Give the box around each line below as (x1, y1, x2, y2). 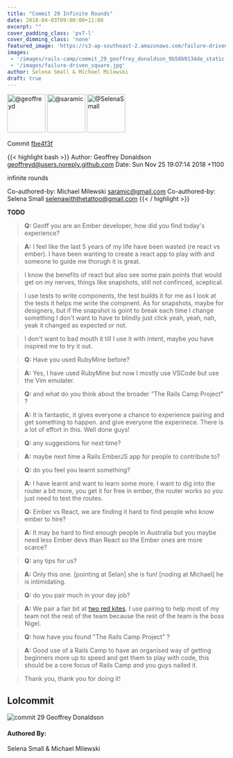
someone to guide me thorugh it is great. (24, 257, 141, 266)
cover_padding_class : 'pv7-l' (7, 29, 95, 37)
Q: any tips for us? (24, 557, 78, 565)
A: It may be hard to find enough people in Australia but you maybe (24, 529, 217, 537)
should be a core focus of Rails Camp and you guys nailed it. (24, 661, 198, 670)
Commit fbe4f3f (7, 140, 53, 148)
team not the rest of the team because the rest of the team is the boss (24, 612, 225, 620)
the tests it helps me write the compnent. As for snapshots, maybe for (24, 299, 224, 307)
